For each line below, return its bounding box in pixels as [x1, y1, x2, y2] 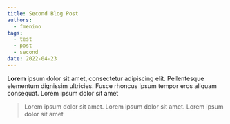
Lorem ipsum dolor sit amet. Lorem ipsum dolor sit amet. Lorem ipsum [23, 102, 224, 111]
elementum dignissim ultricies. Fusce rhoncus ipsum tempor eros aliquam [7, 81, 218, 90]
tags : [7, 29, 23, 37]
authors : [7, 17, 32, 24]
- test [13, 36, 32, 43]
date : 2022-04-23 [7, 55, 57, 62]
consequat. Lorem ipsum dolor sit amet [7, 89, 119, 97]
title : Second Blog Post [7, 10, 79, 17]
